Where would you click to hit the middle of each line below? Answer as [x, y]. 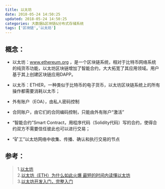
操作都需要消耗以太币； [36, 91]
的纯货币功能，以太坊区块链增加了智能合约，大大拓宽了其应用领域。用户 [85, 68]
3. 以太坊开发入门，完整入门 [45, 181]
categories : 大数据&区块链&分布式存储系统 [44, 23]
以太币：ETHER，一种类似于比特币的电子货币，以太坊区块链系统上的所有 [86, 85]
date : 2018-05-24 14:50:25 [33, 14]
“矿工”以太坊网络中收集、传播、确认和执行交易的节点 [66, 139]
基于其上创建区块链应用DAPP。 [44, 74]
